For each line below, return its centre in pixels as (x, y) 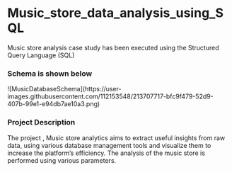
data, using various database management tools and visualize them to (109, 145)
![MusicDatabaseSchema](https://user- (64, 89)
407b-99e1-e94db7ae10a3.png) (54, 104)
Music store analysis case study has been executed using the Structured (113, 47)
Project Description (41, 122)
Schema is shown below (50, 74)
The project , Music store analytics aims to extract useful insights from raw (116, 138)
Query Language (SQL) (41, 55)
